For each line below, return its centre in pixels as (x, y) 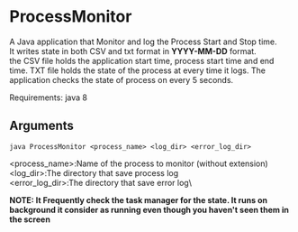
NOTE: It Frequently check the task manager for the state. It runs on (139, 200)
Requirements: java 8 (49, 97)
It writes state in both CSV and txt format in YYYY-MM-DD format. (133, 51)
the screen (30, 219)
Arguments (42, 126)
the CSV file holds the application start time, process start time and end (142, 60)
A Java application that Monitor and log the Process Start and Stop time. (143, 42)
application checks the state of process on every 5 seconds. (122, 79)
